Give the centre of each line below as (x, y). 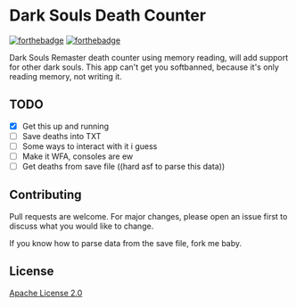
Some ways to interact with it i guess (90, 146)
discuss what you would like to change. (82, 226)
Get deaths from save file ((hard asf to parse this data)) (123, 166)
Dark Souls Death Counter (108, 16)
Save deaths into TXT (62, 136)
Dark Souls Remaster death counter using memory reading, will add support (149, 57)
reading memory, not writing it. (66, 76)
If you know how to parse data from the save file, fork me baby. (126, 243)
